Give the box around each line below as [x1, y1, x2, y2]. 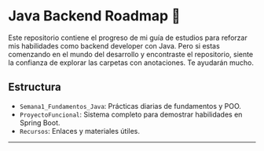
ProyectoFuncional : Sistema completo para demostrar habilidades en [19, 110, 243, 119]
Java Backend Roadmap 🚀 [8, 7, 181, 25]
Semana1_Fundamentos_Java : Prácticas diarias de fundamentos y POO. [19, 101, 242, 110]
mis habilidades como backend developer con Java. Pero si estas [8, 41, 220, 50]
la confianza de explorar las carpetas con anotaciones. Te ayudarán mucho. [8, 58, 254, 67]
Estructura [8, 81, 61, 94]
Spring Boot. [19, 117, 60, 128]
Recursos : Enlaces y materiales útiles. [19, 126, 140, 135]
